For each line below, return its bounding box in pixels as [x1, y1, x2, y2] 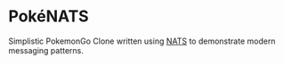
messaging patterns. [8, 45, 84, 55]
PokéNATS [8, 6, 90, 27]
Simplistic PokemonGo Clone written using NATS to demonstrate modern [8, 36, 276, 46]
